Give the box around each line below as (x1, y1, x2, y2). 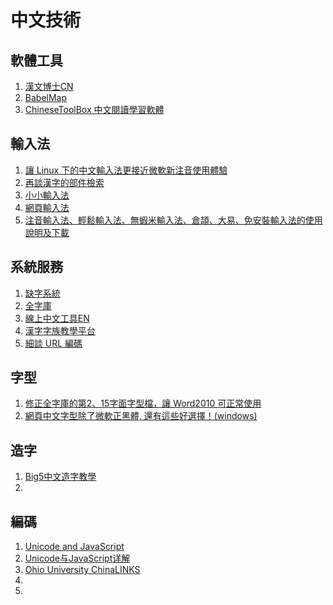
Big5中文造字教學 (24, 471, 97, 483)
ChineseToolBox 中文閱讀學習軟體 (24, 104, 165, 115)
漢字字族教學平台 (24, 324, 96, 336)
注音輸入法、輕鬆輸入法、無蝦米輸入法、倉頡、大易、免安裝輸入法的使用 (24, 214, 323, 226)
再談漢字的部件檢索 (24, 176, 105, 188)
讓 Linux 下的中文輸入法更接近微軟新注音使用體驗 (24, 164, 228, 176)
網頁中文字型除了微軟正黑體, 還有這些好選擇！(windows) (24, 410, 258, 422)
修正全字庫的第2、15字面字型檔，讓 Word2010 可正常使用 (24, 397, 262, 410)
